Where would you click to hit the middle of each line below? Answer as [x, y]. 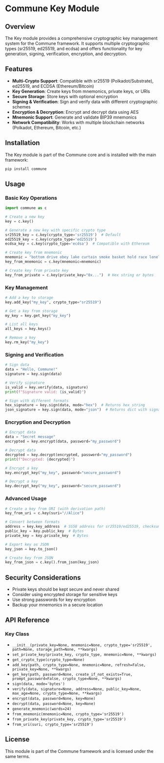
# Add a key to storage [29, 298]
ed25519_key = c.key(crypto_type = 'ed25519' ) [51, 239]
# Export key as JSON [27, 544]
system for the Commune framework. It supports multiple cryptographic [77, 43]
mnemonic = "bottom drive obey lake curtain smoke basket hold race [76, 257]
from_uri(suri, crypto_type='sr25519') [53, 724]
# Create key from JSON [29, 558]
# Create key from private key [37, 270]
